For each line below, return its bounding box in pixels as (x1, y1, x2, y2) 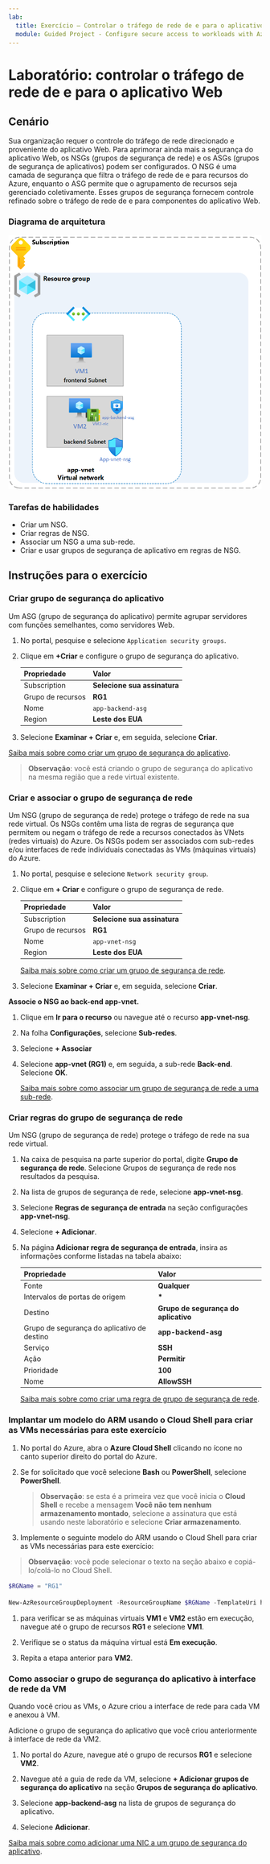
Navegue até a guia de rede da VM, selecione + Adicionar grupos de (19, 1774, 249, 1784)
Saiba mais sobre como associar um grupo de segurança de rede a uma (19, 1083, 260, 1093)
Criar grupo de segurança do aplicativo (8, 593, 165, 604)
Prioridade (23, 1365, 59, 1375)
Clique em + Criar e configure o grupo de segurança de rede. (19, 884, 224, 894)
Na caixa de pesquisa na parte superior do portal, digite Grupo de (19, 1155, 239, 1164)
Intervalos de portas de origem (23, 1292, 126, 1301)
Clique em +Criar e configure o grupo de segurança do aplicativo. (19, 651, 239, 661)
